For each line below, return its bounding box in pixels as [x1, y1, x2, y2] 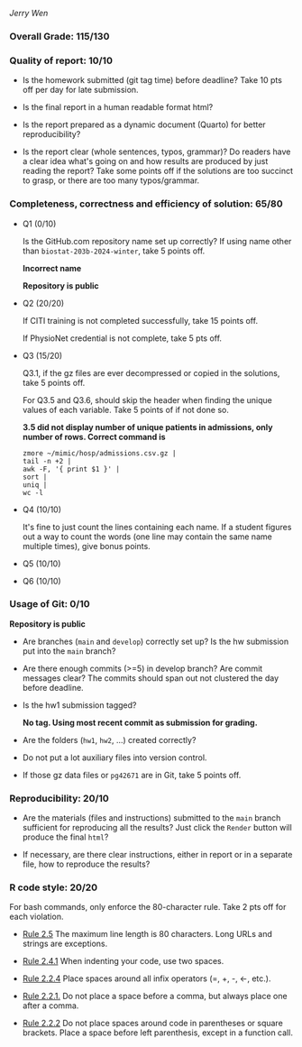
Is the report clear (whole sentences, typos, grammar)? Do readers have [22, 146, 291, 157]
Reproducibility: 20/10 [9, 792, 110, 804]
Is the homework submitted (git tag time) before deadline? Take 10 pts [22, 75, 282, 86]
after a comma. [22, 1000, 79, 1011]
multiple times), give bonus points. [22, 540, 151, 551]
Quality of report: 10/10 [9, 54, 113, 67]
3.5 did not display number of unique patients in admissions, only [22, 421, 273, 432]
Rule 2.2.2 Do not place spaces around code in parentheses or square [22, 1018, 284, 1029]
